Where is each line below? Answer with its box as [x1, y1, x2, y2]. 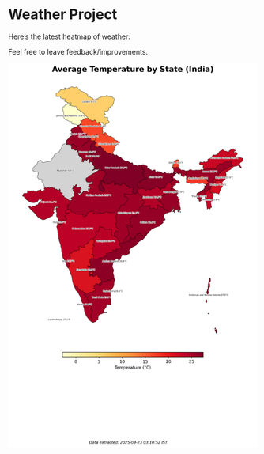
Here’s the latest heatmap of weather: [8, 32, 130, 41]
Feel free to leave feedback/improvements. [8, 47, 149, 56]
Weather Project [8, 6, 118, 24]
